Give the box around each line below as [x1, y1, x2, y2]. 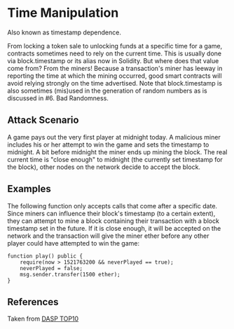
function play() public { [7, 253, 83, 260]
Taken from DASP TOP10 [7, 314, 79, 323]
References [7, 296, 59, 308]
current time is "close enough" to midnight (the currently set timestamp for [7, 155, 223, 163]
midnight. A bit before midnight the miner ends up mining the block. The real [7, 147, 228, 156]
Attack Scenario [7, 114, 79, 126]
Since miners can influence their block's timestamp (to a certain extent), [7, 209, 216, 217]
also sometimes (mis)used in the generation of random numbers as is [7, 86, 208, 95]
